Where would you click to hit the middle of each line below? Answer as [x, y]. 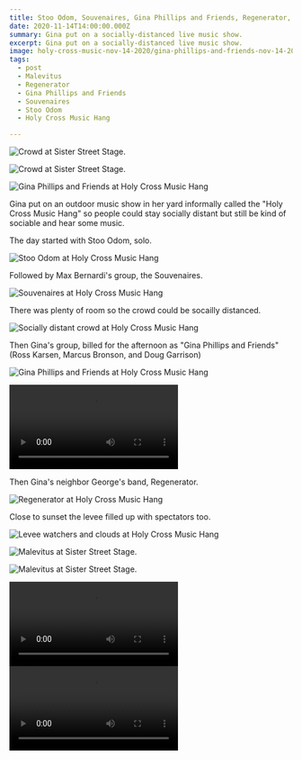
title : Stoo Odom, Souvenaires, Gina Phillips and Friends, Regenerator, [151, 18]
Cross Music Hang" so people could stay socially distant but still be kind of [148, 213]
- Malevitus [40, 77]
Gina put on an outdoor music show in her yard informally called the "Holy [146, 204]
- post [30, 68]
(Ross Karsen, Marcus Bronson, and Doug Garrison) [106, 355]
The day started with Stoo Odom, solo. [81, 240]
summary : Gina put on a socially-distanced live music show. [126, 34]
